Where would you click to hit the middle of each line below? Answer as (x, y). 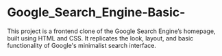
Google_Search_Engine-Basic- (96, 12)
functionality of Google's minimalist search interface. (82, 45)
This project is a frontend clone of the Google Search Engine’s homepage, (111, 31)
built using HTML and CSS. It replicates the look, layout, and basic (100, 38)
